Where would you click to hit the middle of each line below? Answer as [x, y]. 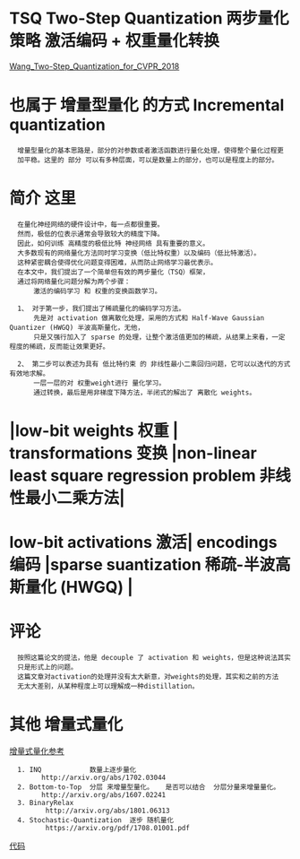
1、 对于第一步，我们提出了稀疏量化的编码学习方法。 [102, 308]
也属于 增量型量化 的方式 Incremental [147, 105]
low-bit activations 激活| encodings [143, 542]
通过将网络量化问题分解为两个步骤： [74, 282]
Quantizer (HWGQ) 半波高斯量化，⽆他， [77, 327]
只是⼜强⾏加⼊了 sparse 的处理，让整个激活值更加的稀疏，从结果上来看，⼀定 [159, 337]
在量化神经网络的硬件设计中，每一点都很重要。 [90, 224]
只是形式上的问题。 [47, 668]
